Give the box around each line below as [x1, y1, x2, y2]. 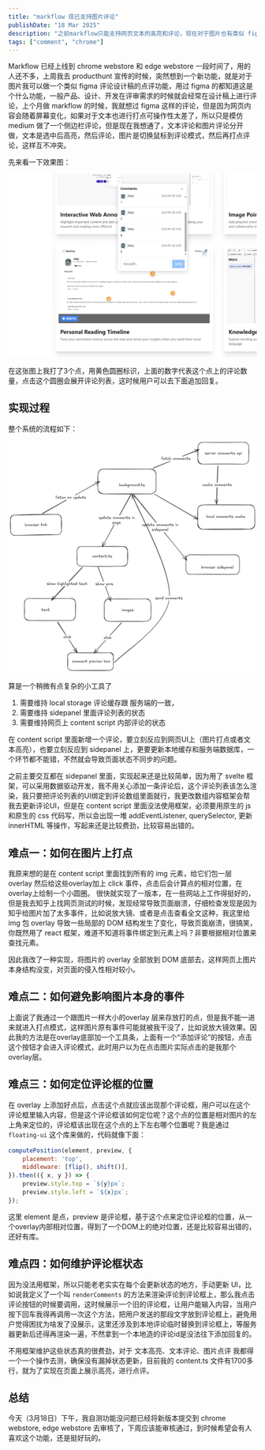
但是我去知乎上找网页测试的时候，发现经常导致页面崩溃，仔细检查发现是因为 [8, 898, 257, 908]
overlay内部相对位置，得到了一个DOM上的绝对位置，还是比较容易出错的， [14, 1221, 256, 1231]
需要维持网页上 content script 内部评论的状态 [19, 718, 166, 727]
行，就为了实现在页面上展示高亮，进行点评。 [8, 1365, 154, 1375]
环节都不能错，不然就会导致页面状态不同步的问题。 [14, 754, 181, 764]
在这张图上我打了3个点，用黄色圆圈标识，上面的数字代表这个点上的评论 [8, 366, 241, 375]
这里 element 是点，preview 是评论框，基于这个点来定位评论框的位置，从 [8, 1212, 246, 1221]
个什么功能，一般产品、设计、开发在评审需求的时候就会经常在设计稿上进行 [8, 91, 250, 101]
